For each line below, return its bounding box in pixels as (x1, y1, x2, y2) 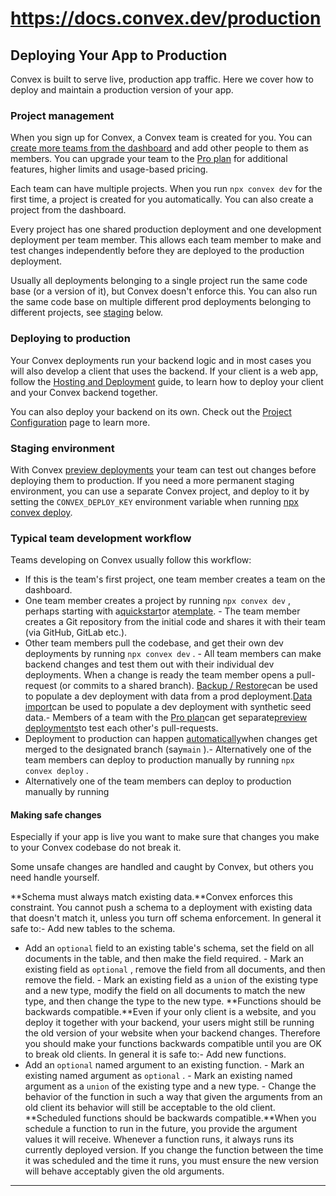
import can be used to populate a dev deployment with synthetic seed (24, 701, 312, 713)
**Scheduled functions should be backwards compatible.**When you (24, 1112, 317, 1124)
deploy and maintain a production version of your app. (10, 84, 234, 96)
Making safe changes (10, 808, 102, 821)
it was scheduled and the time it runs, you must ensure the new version (24, 1155, 320, 1167)
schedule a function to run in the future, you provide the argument (24, 1123, 298, 1135)
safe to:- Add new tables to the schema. (10, 923, 176, 935)
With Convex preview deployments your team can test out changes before (10, 463, 317, 476)
